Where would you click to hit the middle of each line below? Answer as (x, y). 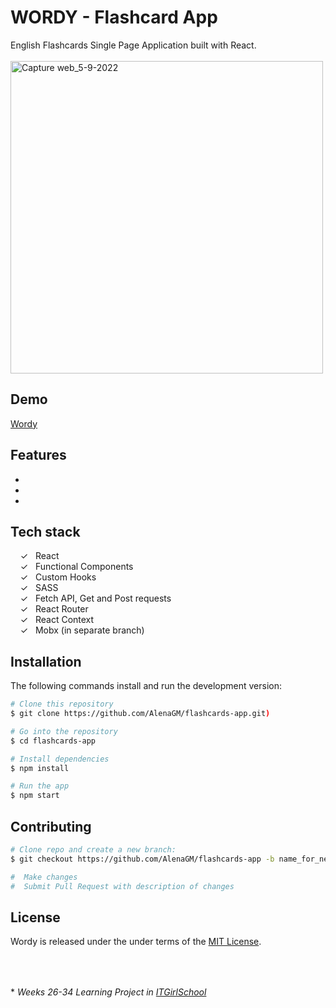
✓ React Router (54, 609)
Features (38, 455)
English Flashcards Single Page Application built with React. (133, 45)
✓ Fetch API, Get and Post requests (95, 598)
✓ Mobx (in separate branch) (82, 630)
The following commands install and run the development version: (146, 686)
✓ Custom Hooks (58, 577)
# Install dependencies (60, 759)
